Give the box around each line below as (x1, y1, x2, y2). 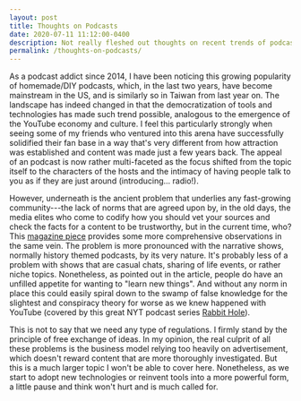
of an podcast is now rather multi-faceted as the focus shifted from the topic (9, 157, 292, 167)
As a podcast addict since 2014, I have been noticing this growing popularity (9, 71, 291, 81)
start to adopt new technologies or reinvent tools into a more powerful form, (9, 372, 289, 383)
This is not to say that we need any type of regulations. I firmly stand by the (9, 324, 288, 336)
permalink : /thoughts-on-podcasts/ (9, 47, 142, 55)
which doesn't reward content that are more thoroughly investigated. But (9, 353, 278, 363)
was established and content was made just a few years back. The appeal (9, 147, 282, 158)
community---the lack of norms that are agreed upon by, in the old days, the (9, 202, 291, 213)
